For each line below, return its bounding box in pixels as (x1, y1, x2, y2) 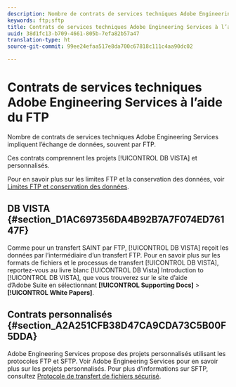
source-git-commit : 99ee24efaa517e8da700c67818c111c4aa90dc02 (7, 43, 193, 50)
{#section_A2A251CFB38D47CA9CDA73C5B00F (7, 319, 227, 331)
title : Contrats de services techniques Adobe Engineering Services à (7, 23, 218, 30)
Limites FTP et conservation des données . (7, 182, 130, 191)
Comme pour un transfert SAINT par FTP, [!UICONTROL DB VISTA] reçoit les (7, 243, 229, 252)
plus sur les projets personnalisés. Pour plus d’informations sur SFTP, (7, 364, 209, 373)
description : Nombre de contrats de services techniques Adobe (7, 10, 197, 18)
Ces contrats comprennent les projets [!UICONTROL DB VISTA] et (7, 153, 198, 162)
